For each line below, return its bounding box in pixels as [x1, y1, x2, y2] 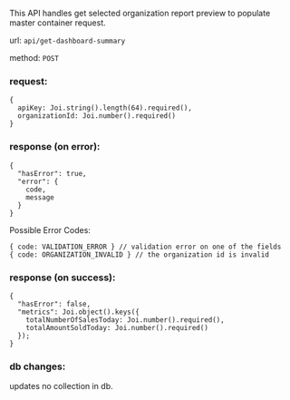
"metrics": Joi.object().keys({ [17, 307, 140, 317]
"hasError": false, [17, 299, 92, 308]
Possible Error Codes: [9, 224, 91, 235]
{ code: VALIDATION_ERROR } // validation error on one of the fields [9, 242, 282, 251]
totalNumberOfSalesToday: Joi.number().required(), [25, 315, 225, 325]
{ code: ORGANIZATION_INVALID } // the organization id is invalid [9, 249, 270, 259]
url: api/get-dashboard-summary [9, 35, 126, 45]
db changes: [9, 360, 66, 373]
